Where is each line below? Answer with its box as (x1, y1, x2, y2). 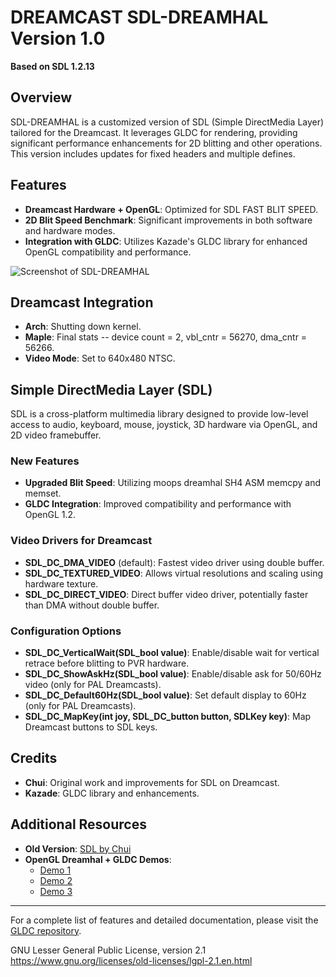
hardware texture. (24, 577, 99, 590)
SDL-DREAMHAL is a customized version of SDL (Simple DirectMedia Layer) (10, 116, 325, 128)
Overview (10, 89, 73, 106)
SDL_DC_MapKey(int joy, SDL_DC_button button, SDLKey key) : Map (24, 711, 312, 723)
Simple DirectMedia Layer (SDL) (10, 381, 213, 398)
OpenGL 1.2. (24, 509, 77, 521)
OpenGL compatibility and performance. (24, 246, 192, 258)
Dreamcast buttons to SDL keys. (24, 721, 158, 733)
